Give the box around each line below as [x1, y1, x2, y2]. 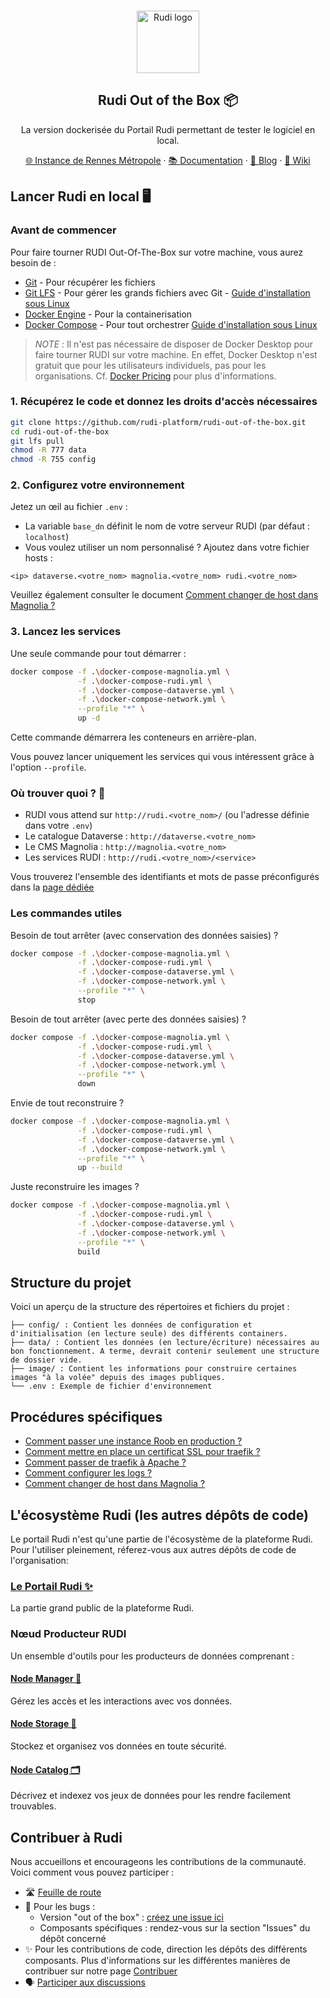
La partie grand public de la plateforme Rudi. [10, 1602, 195, 1614]
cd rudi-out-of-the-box [10, 426, 110, 437]
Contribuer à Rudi [10, 1829, 123, 1846]
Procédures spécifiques [10, 1408, 163, 1425]
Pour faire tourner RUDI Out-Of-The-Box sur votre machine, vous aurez [10, 246, 304, 258]
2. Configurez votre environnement [10, 478, 185, 492]
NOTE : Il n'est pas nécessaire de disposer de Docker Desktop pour [34, 338, 313, 350]
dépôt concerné [39, 1933, 107, 1945]
